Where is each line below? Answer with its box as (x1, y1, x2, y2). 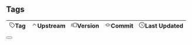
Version (77, 21, 100, 29)
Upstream (37, 21, 66, 29)
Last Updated (144, 21, 184, 29)
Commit (110, 21, 134, 29)
